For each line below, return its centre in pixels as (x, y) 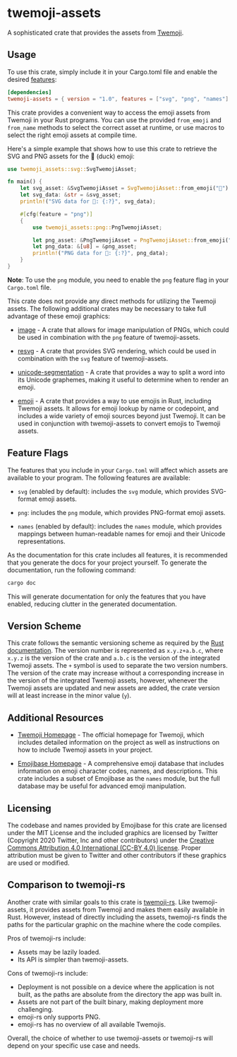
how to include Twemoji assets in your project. (85, 750)
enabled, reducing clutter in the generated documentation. (92, 604)
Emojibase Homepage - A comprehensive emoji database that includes (121, 764)
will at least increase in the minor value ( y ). (69, 696)
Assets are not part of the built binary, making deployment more (110, 1002)
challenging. (36, 1009)
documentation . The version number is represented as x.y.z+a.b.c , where (115, 651)
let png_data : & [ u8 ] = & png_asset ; (85, 247)
